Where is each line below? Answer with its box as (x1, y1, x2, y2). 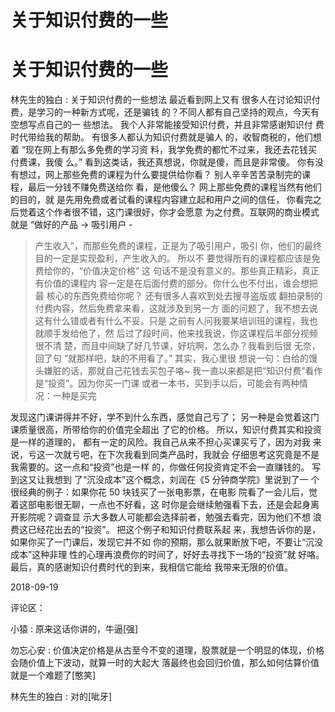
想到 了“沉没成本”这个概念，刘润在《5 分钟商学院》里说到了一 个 (53, 474, 320, 486)
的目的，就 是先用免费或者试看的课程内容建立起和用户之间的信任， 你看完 (10, 194, 313, 206)
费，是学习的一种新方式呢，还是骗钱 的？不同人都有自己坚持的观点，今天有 (10, 106, 320, 118)
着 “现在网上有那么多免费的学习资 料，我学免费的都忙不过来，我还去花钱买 (10, 144, 318, 156)
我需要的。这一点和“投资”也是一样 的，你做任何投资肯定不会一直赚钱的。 (10, 461, 310, 473)
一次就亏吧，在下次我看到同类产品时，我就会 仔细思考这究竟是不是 (44, 449, 320, 461)
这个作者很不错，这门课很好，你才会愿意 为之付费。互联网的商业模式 (36, 206, 320, 218)
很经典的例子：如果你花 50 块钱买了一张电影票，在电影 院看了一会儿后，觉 (10, 486, 318, 498)
